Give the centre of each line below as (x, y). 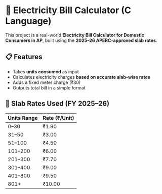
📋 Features (24, 57)
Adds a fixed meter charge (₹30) (47, 82)
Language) (28, 21)
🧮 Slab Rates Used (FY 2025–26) (57, 104)
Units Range (23, 118)
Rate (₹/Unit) (58, 118)
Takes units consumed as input (46, 71)
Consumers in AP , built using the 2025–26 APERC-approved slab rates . (81, 40)
